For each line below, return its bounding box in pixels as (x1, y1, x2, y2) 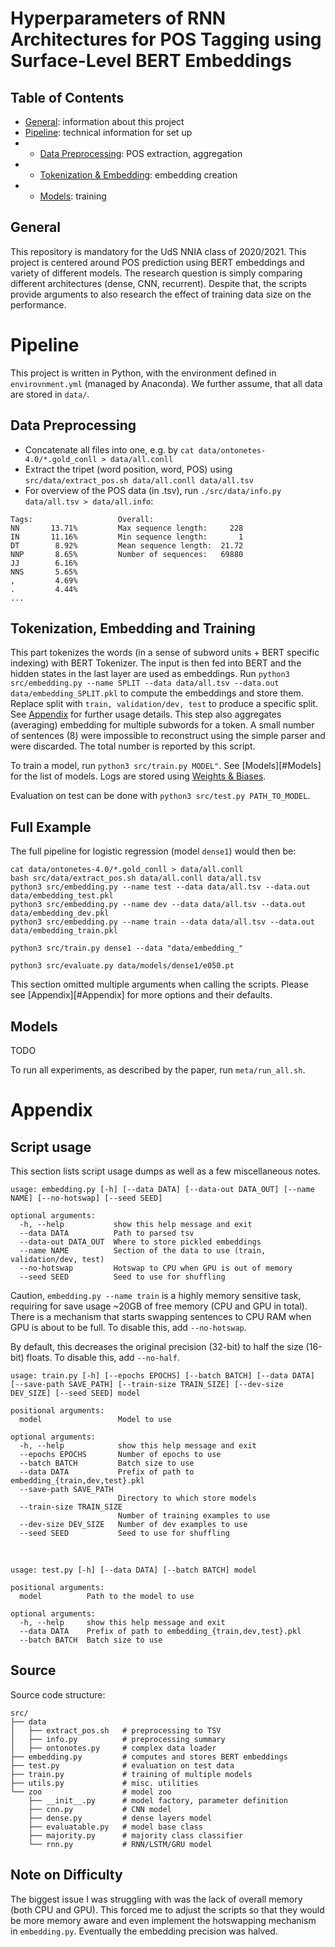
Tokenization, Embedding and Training (10, 620, 256, 637)
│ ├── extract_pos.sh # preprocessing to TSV (10, 1725, 222, 1736)
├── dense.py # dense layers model (28, 1813, 213, 1823)
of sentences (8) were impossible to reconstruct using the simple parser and (10, 730, 326, 742)
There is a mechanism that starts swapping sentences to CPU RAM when (10, 1311, 312, 1322)
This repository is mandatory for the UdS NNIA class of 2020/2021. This (10, 245, 307, 257)
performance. (10, 298, 67, 311)
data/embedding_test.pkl (10, 891, 114, 901)
